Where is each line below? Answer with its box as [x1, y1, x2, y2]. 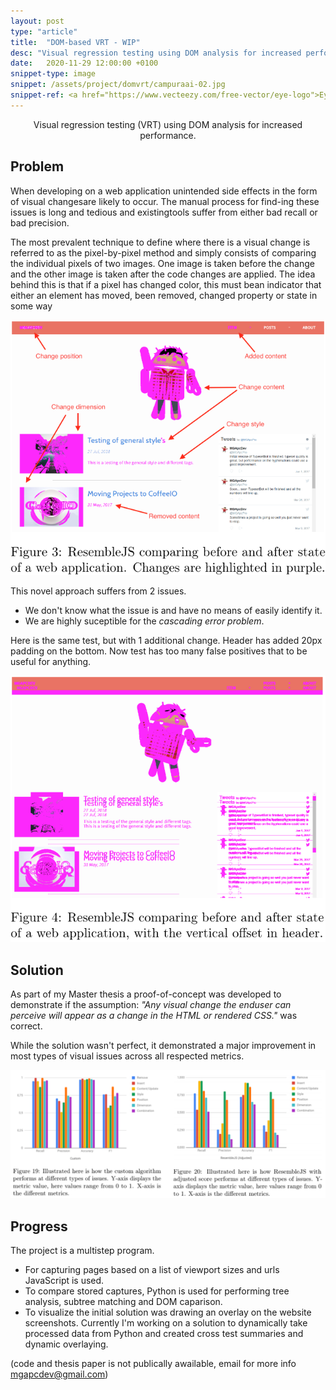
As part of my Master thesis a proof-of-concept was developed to [10, 988, 282, 1000]
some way [10, 300, 53, 312]
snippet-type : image [10, 69, 97, 79]
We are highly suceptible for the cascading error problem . [24, 615, 265, 627]
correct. [10, 1020, 43, 1032]
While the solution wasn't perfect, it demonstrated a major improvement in [10, 1040, 317, 1052]
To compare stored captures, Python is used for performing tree [24, 1285, 290, 1297]
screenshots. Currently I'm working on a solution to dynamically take [24, 1317, 308, 1329]
